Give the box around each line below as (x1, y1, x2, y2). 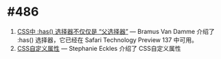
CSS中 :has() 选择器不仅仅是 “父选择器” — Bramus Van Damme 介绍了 (16, 27, 215, 35)
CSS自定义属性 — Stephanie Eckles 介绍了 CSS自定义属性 (16, 44, 182, 52)
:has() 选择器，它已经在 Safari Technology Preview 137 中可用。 (16, 35, 198, 44)
